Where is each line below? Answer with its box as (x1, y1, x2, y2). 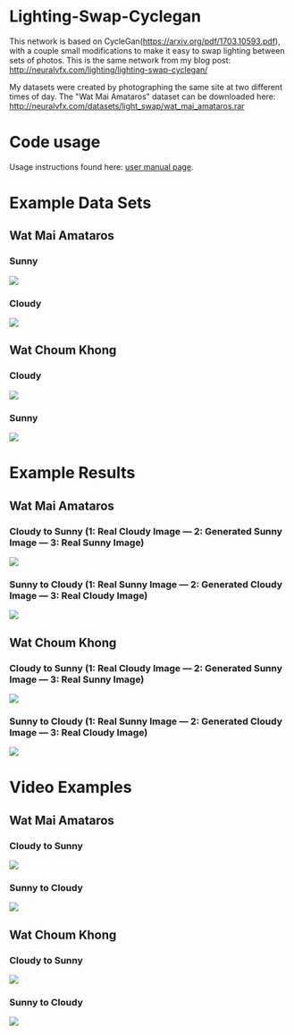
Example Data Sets (9, 193, 152, 214)
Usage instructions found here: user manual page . (9, 161, 194, 172)
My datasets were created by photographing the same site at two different (9, 81, 283, 92)
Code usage (9, 132, 101, 153)
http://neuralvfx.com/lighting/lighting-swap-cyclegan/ (9, 64, 208, 75)
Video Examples (9, 778, 132, 797)
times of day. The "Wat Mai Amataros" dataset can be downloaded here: (9, 91, 276, 102)
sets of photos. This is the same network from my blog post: (9, 55, 231, 65)
